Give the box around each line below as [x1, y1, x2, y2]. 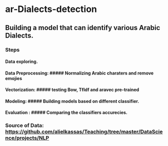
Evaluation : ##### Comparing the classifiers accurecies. [5, 109, 127, 115]
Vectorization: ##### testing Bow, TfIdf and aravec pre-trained [5, 86, 139, 93]
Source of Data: [5, 122, 44, 129]
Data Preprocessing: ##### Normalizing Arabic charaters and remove [5, 70, 154, 76]
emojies [5, 75, 22, 81]
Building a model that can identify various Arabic [5, 23, 160, 32]
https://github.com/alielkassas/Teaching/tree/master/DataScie [5, 128, 163, 135]
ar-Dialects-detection [5, 3, 97, 15]
